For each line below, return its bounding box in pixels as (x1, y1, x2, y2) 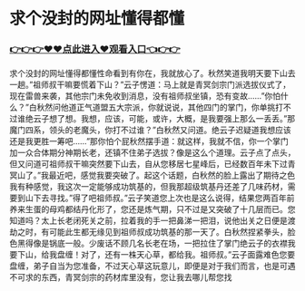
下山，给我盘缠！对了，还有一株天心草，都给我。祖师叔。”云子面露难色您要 (16, 249, 296, 260)
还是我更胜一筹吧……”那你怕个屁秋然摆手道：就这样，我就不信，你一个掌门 (9, 136, 289, 147)
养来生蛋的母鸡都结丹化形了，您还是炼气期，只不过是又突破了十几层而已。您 (9, 204, 296, 215)
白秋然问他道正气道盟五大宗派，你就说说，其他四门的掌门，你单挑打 (28, 102, 284, 113)
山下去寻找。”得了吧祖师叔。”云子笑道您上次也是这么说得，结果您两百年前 (25, 192, 295, 204)
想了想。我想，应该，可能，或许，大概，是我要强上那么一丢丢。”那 (48, 113, 296, 124)
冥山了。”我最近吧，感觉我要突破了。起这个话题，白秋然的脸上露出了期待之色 (9, 170, 296, 181)
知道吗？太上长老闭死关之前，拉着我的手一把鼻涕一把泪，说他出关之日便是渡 (9, 215, 296, 227)
